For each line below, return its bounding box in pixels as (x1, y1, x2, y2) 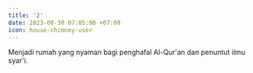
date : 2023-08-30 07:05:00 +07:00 (8, 19, 121, 27)
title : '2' (8, 11, 44, 20)
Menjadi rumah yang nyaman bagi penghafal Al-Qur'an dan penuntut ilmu (8, 48, 245, 57)
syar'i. (8, 56, 28, 65)
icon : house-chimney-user (8, 26, 92, 34)
